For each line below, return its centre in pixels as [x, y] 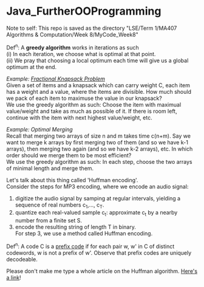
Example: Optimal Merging [39, 129]
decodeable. [22, 259]
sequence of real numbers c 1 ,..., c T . [59, 205]
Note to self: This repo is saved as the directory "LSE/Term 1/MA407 [92, 28]
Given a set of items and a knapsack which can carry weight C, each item [98, 85]
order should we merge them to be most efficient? [69, 155]
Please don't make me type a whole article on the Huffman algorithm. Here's [102, 271]
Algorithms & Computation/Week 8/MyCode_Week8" [72, 34]
